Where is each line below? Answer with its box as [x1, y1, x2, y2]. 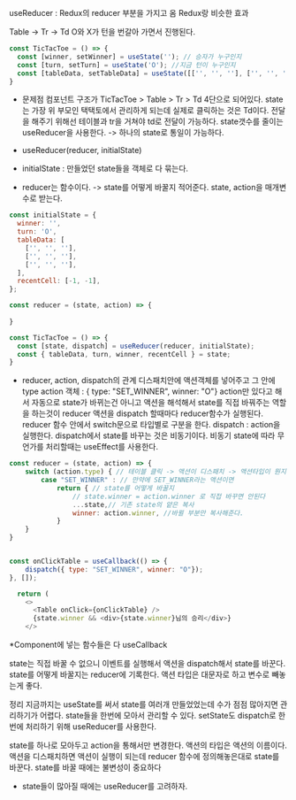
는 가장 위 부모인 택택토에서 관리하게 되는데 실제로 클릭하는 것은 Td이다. [21, 105, 269, 116]
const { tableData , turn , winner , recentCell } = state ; [17, 350, 231, 358]
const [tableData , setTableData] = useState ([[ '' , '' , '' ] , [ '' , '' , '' [17, 69, 291, 78]
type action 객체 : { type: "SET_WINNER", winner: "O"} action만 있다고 [21, 386, 273, 396]
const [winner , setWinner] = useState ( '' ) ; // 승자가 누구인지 [17, 52, 242, 61]
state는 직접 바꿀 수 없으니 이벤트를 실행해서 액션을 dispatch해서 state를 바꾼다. [9, 658, 285, 668]
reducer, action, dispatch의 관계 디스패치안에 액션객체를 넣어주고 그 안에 [21, 375, 276, 386]
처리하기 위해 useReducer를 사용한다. [25, 721, 157, 732]
